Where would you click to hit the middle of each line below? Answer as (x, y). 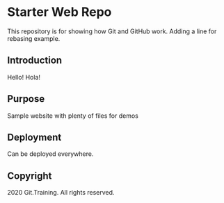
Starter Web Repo (59, 12)
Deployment (34, 137)
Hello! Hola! (24, 77)
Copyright (30, 176)
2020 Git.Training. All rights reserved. (61, 193)
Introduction (35, 61)
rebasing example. (34, 38)
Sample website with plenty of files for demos (73, 116)
